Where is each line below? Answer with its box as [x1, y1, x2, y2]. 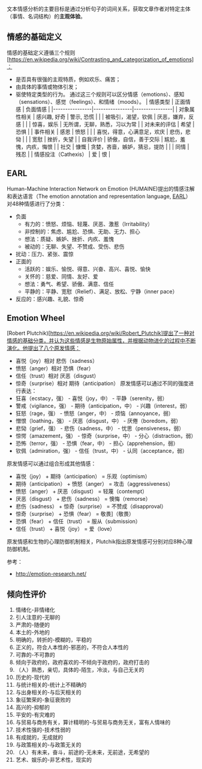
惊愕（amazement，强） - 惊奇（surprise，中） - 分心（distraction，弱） [15, 432, 197, 440]
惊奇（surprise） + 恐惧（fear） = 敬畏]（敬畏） [15, 510, 134, 518]
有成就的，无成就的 [15, 734, 64, 741]
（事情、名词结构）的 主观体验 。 [7, 13, 86, 20]
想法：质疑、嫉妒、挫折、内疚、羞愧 [24, 235, 114, 242]
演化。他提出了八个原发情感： [7, 344, 80, 352]
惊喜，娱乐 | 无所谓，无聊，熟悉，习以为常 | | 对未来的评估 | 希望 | [32, 121, 195, 128]
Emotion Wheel [7, 313, 65, 323]
